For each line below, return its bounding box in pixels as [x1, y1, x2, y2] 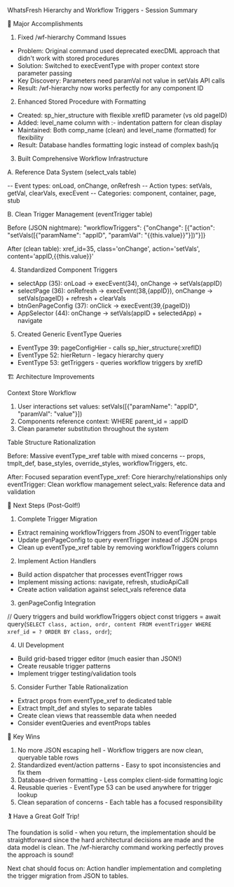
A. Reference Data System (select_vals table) [7, 168, 137, 176]
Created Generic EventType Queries [17, 330, 122, 338]
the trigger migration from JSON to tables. [7, 872, 129, 880]
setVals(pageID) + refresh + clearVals [17, 294, 126, 302]
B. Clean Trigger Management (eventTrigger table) [7, 210, 153, 218]
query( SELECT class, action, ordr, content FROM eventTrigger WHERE [7, 620, 212, 628]
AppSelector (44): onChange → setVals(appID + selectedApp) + [17, 309, 202, 317]
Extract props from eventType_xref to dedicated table [17, 696, 172, 705]
